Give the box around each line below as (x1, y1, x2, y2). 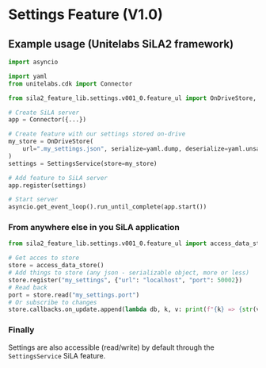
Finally (8, 324, 35, 335)
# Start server (8, 196, 59, 204)
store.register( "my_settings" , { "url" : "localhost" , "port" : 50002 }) (8, 276, 243, 284)
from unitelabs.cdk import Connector (8, 79, 133, 88)
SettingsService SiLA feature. (8, 351, 106, 360)
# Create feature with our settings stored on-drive (8, 130, 186, 138)
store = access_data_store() (8, 262, 104, 270)
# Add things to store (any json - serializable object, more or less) (8, 269, 249, 277)
